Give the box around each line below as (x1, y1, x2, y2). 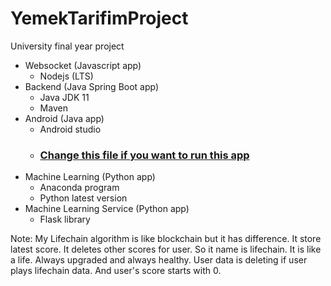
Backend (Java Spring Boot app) (24, 80, 160, 92)
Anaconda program (39, 182, 120, 194)
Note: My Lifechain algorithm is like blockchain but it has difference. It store (10, 233, 322, 245)
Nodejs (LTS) (39, 70, 94, 82)
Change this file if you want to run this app (39, 148, 250, 162)
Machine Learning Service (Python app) (24, 203, 190, 215)
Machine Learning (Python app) (24, 171, 156, 183)
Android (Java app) (24, 112, 105, 124)
